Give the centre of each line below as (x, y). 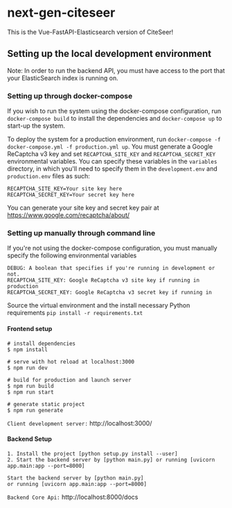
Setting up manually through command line (81, 232)
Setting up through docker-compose (70, 96)
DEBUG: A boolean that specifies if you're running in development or (111, 269)
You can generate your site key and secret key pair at (83, 208)
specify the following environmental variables (72, 255)
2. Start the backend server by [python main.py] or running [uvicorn (111, 459)
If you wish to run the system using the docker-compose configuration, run (114, 111)
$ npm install (28, 349)
